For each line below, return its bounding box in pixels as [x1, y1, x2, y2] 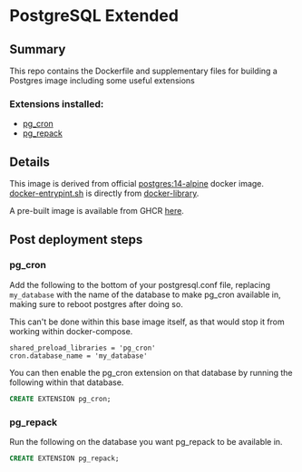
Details [9, 154, 50, 169]
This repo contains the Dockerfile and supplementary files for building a [9, 65, 278, 76]
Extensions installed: [9, 97, 104, 110]
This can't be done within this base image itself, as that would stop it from [9, 316, 286, 327]
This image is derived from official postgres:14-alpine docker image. [9, 178, 265, 189]
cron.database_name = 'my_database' [9, 351, 148, 361]
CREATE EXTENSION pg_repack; [9, 454, 120, 463]
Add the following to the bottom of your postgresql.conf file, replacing [9, 279, 270, 290]
